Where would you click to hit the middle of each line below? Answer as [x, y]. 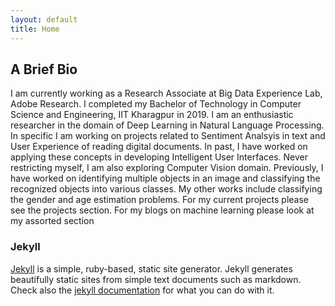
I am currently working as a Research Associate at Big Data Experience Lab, [166, 93]
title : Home [35, 29]
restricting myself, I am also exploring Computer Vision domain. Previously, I [167, 168]
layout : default [44, 19]
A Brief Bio [44, 69]
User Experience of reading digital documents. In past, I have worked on [159, 147]
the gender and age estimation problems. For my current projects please [160, 200]
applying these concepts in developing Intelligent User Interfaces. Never [159, 157]
